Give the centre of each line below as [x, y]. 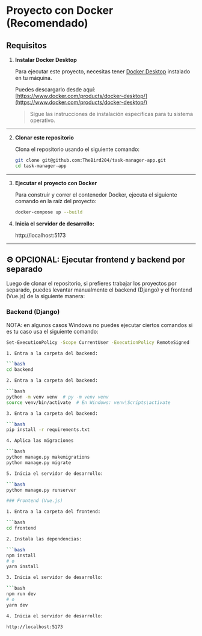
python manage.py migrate [38, 463]
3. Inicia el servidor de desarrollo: [55, 578]
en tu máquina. [33, 78]
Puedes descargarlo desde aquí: [55, 90]
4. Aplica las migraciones [40, 441]
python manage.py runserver [41, 490]
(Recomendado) [47, 23]
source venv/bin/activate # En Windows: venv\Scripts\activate [88, 402]
